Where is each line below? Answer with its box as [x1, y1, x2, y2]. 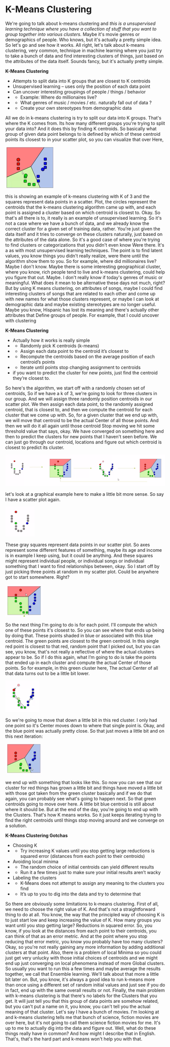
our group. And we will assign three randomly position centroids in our [5, 396, 152, 402]
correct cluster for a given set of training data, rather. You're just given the [5, 225, 161, 232]
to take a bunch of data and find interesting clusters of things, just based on [5, 52, 164, 59]
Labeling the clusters [12, 875, 57, 881]
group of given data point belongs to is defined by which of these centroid [5, 131, 161, 137]
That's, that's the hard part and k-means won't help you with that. [5, 1036, 143, 1042]
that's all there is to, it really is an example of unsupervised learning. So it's [5, 215, 162, 221]
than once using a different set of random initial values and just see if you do [5, 981, 165, 988]
